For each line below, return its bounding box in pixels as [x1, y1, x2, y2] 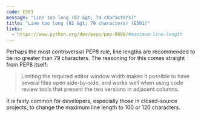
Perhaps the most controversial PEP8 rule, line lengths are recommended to [6, 48, 196, 55]
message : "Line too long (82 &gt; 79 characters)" [6, 15, 137, 21]
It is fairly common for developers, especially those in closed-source [6, 98, 177, 105]
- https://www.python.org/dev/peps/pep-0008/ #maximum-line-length [12, 32, 183, 38]
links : [6, 25, 23, 32]
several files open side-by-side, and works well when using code [21, 79, 183, 87]
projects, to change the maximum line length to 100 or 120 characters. [6, 104, 180, 111]
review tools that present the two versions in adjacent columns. [21, 85, 179, 93]
